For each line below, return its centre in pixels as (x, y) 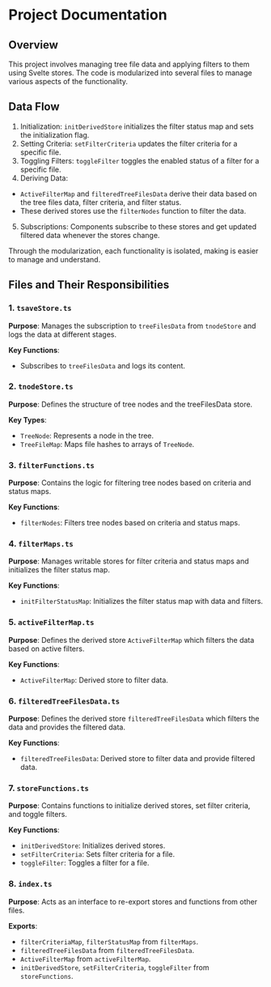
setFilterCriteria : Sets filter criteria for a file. (97, 854)
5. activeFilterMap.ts (51, 623)
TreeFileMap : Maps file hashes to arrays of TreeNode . (107, 444)
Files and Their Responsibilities (89, 285)
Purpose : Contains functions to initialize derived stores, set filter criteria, (129, 806)
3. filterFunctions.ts (51, 465)
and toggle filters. (38, 815)
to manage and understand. (55, 259)
